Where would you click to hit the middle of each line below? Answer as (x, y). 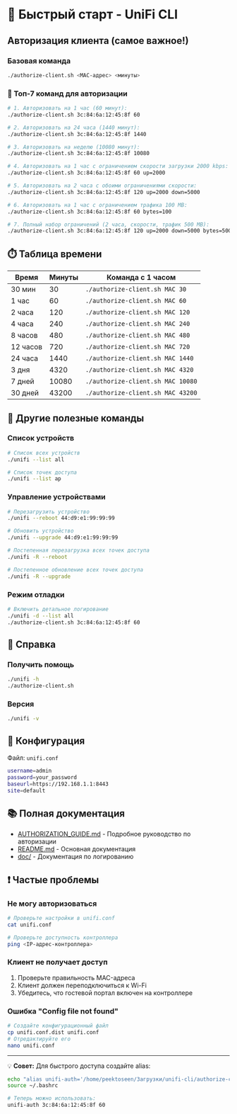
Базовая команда (39, 61)
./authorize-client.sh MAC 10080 (141, 381)
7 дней (23, 382)
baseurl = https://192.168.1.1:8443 (58, 784)
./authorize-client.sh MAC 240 (138, 324)
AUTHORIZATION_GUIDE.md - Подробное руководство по (104, 834)
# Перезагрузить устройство (49, 512)
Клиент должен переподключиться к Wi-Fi (82, 985)
